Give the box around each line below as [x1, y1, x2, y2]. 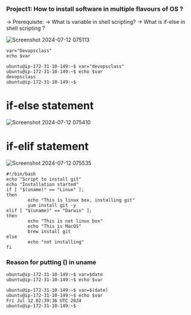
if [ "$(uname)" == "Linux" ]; [6, 187, 84, 193]
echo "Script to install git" [6, 176, 82, 182]
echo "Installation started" [6, 182, 79, 188]
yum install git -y [28, 203, 77, 209]
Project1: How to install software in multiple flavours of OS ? [6, 5, 184, 13]
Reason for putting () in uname [6, 258, 97, 267]
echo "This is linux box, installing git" [28, 197, 135, 203]
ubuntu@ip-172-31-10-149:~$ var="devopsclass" [6, 63, 125, 70]
